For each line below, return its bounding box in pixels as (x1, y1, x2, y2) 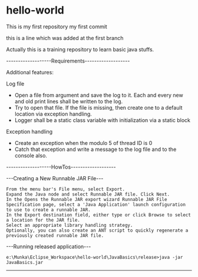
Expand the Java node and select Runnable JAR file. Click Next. (6, 191, 170, 197)
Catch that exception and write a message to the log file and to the (14, 146, 177, 153)
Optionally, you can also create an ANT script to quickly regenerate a (6, 227, 189, 233)
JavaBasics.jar (6, 259, 44, 265)
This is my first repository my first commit (6, 23, 107, 30)
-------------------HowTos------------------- (6, 163, 116, 170)
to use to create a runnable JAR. (6, 207, 91, 213)
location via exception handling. (14, 110, 93, 117)
